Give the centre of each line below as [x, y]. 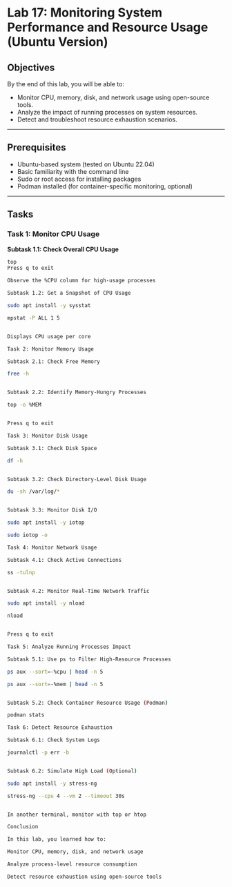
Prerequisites [37, 147]
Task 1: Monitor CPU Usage [54, 234]
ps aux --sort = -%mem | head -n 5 [55, 684]
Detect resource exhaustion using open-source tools [85, 877]
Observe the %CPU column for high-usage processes [81, 281]
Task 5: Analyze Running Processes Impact [69, 647]
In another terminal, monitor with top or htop [77, 815]
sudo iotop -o [28, 535]
